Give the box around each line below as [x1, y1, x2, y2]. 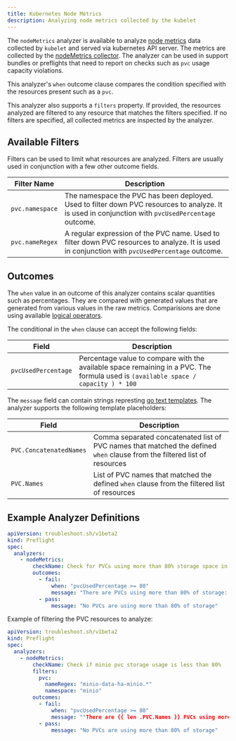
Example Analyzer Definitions [7, 512, 140, 524]
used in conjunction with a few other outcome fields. [7, 163, 159, 171]
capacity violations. [7, 66, 64, 75]
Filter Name [14, 179, 55, 189]
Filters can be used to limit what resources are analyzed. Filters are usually [7, 155, 223, 163]
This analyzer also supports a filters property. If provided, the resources [7, 101, 221, 109]
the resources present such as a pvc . [7, 87, 114, 96]
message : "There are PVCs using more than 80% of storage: [51, 589, 228, 596]
